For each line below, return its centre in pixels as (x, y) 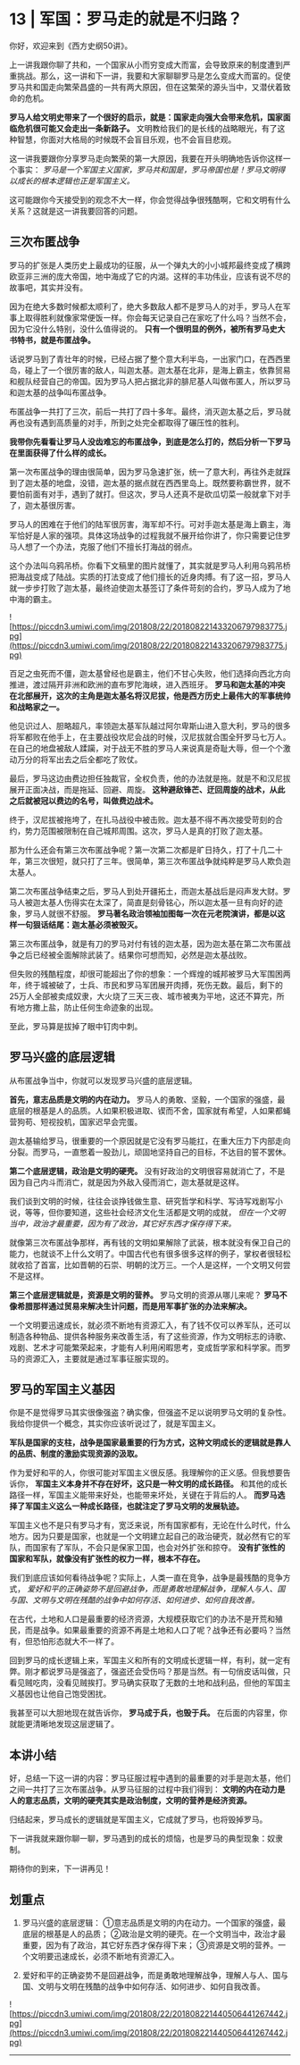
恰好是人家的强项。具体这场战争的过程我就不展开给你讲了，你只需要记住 (150, 535)
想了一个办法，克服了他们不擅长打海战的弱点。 (111, 546)
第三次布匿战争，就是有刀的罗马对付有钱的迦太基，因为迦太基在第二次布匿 (146, 944)
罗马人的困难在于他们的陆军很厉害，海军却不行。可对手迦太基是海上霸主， (146, 524)
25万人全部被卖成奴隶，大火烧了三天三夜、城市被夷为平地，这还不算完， (143, 996)
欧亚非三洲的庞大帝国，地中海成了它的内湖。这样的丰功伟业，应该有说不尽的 (150, 276)
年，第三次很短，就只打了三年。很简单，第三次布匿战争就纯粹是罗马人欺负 (146, 860)
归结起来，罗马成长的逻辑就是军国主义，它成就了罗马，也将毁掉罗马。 (138, 1819)
